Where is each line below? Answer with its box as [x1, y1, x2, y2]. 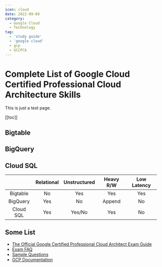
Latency [132, 182, 151, 189]
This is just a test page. [5, 105, 51, 111]
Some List [5, 228, 36, 236]
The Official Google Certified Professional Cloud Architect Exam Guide [12, 241, 152, 247]
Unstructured [63, 179, 95, 186]
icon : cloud [5, 7, 29, 12]
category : [5, 16, 25, 21]
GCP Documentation [12, 256, 53, 262]
